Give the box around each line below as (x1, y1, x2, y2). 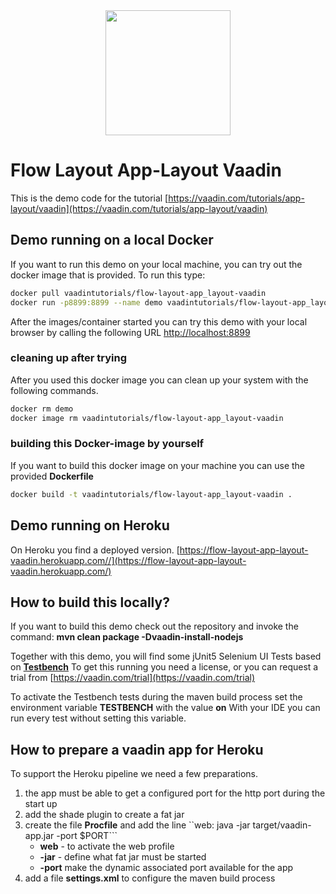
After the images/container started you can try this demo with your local (10, 315, 308, 328)
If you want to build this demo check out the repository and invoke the (10, 620, 299, 633)
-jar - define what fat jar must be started (39, 851, 207, 863)
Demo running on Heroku (10, 517, 170, 534)
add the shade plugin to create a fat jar (24, 809, 185, 821)
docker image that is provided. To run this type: (10, 269, 206, 281)
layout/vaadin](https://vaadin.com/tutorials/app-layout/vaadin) (10, 202, 268, 214)
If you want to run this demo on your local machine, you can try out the (10, 258, 303, 270)
